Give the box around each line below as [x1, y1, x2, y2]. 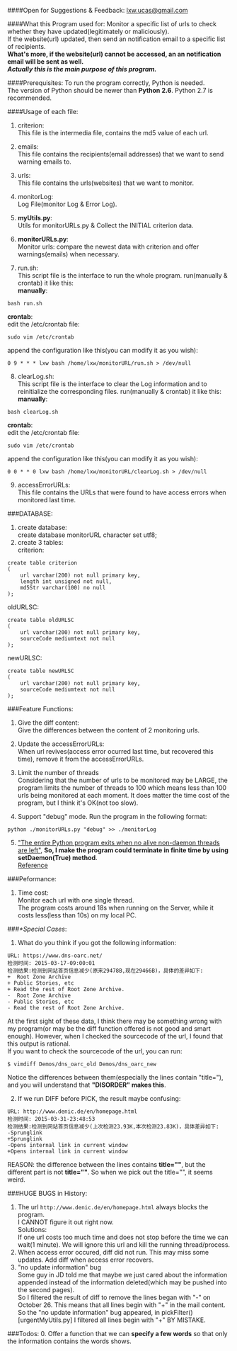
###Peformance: [7, 875, 57, 883]
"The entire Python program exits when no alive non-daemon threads [17, 839, 221, 847]
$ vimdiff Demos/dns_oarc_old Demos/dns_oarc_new [7, 1061, 157, 1068]
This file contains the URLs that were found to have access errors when [17, 488, 226, 497]
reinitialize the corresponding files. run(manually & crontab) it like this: [17, 388, 221, 395]
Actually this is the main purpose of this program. [7, 65, 157, 73]
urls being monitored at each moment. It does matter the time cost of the [17, 791, 230, 799]
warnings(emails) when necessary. [17, 250, 120, 258]
